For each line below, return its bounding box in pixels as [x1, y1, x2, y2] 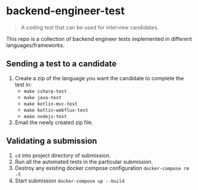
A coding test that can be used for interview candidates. [20, 24, 159, 31]
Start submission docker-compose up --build [14, 177, 125, 184]
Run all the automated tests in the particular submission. [14, 158, 153, 165]
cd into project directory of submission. [14, 151, 112, 159]
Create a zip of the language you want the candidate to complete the [14, 74, 184, 81]
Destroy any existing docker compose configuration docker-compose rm [14, 164, 190, 172]
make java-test [23, 94, 61, 100]
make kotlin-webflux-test [23, 107, 88, 113]
